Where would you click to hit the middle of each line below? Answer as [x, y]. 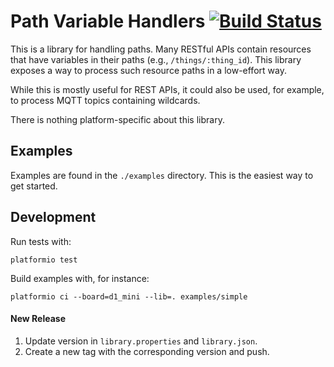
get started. [34, 186]
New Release [38, 319]
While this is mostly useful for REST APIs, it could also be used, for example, [167, 89]
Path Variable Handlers [108, 21]
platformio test [44, 260]
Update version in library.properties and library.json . [141, 341]
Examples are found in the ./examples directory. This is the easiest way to [162, 175]
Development [53, 217]
